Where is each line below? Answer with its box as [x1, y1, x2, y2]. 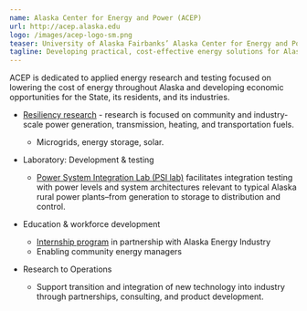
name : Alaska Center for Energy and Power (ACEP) [9, 13, 203, 23]
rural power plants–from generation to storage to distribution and [36, 192, 281, 202]
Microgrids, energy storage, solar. [36, 137, 164, 148]
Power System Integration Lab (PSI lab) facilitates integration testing [36, 172, 293, 183]
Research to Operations [22, 264, 112, 275]
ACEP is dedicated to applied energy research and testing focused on [9, 72, 272, 83]
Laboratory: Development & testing [22, 154, 154, 165]
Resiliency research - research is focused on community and [22, 109, 252, 120]
